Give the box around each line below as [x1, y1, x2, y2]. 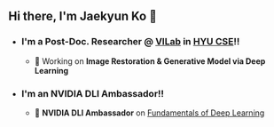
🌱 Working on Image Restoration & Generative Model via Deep [34, 55, 266, 67]
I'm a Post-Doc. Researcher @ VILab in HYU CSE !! [20, 36, 240, 48]
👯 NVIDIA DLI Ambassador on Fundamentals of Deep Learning [34, 107, 265, 118]
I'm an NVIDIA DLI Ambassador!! [20, 87, 165, 99]
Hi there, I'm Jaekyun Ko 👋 [8, 9, 157, 24]
